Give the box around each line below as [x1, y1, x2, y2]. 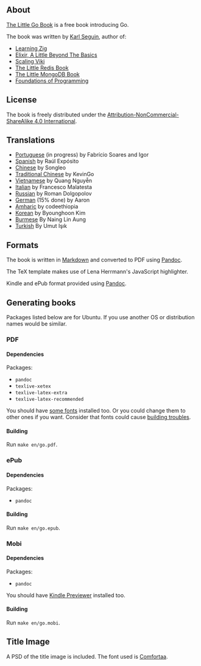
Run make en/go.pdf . [6, 441, 58, 448]
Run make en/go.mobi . [6, 619, 60, 626]
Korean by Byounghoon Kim [15, 210, 86, 217]
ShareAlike [6, 117, 33, 124]
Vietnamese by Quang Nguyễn [15, 177, 93, 185]
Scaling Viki [15, 57, 45, 65]
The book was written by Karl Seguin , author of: [6, 33, 127, 40]
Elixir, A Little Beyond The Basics [15, 51, 97, 58]
